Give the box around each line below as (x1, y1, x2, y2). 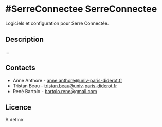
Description (5, 35, 44, 44)
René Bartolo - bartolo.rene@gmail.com (12, 88, 97, 94)
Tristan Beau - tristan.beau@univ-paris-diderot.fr (12, 83, 117, 89)
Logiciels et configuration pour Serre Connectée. (5, 20, 109, 26)
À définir (5, 117, 24, 123)
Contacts (5, 64, 36, 72)
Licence (5, 103, 32, 112)
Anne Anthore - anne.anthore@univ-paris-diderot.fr (12, 77, 122, 83)
